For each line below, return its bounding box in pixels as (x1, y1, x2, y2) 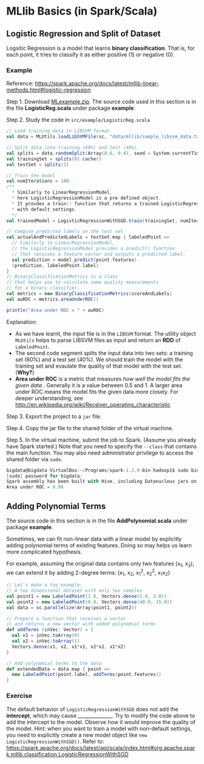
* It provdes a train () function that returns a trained (12, 200, 159, 207)
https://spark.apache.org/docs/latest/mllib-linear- (35, 80, 160, 87)
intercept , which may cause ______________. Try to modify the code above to (6, 712, 195, 719)
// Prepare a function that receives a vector (6, 615, 126, 621)
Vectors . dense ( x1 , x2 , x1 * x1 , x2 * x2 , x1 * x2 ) (12, 643, 126, 650)
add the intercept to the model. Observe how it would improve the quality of (6, 718, 196, 726)
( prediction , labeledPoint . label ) (12, 262, 99, 268)
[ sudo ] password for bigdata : (6, 473, 83, 479)
